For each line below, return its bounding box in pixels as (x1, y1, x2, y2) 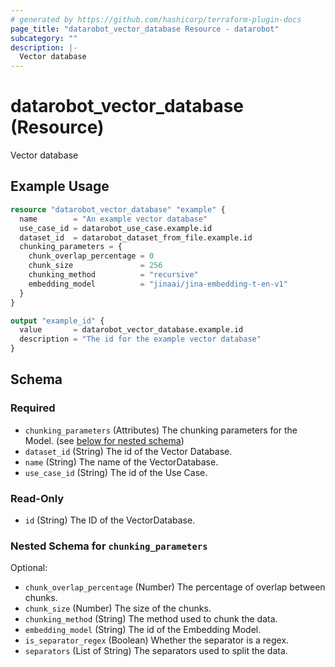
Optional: (10, 562, 48, 574)
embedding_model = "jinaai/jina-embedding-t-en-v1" (28, 279, 288, 289)
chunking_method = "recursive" (28, 270, 199, 280)
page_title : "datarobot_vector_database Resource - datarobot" (10, 24, 280, 34)
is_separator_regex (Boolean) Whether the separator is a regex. (24, 634, 290, 646)
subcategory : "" (10, 33, 78, 43)
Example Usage (10, 178, 110, 195)
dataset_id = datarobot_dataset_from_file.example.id (19, 232, 253, 243)
